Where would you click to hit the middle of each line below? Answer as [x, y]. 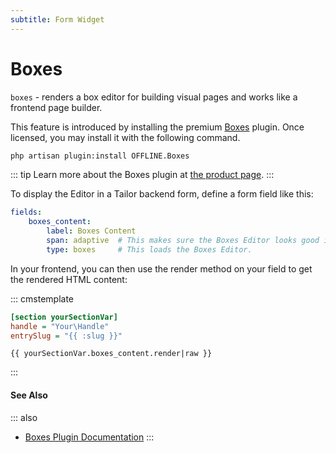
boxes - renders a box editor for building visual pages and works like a [154, 97]
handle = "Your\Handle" [60, 326]
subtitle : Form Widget [57, 19]
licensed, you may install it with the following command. [125, 137]
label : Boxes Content [91, 231]
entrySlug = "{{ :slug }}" [66, 336]
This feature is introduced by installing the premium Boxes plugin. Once [157, 127]
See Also [29, 395]
